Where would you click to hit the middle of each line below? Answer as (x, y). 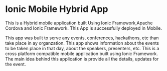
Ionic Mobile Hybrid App (57, 9)
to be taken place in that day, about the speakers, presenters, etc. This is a (82, 48)
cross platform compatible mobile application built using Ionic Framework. (81, 54)
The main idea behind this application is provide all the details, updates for (82, 59)
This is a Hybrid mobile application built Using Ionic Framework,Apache (79, 23)
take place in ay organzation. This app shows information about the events (82, 43)
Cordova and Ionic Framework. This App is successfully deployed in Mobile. (83, 28)
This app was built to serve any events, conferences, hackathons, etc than (82, 38)
